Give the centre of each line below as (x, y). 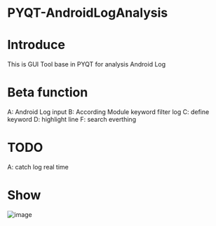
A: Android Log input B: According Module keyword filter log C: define (108, 112)
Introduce (36, 45)
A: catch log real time (38, 167)
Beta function (48, 93)
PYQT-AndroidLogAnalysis (88, 13)
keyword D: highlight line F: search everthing (72, 120)
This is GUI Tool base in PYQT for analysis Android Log (87, 64)
